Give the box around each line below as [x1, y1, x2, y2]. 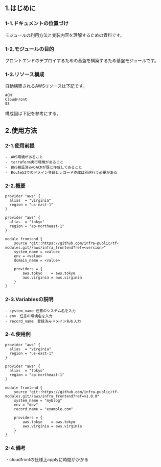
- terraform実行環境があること [5, 160, 64, 164]
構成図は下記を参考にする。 [5, 111, 61, 117]
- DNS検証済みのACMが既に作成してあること [5, 165, 82, 170]
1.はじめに [5, 4, 36, 13]
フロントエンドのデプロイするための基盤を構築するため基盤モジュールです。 [5, 57, 159, 63]
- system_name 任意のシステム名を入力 [5, 308, 76, 313]
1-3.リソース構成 [5, 71, 45, 78]
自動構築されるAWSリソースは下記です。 [5, 83, 87, 89]
